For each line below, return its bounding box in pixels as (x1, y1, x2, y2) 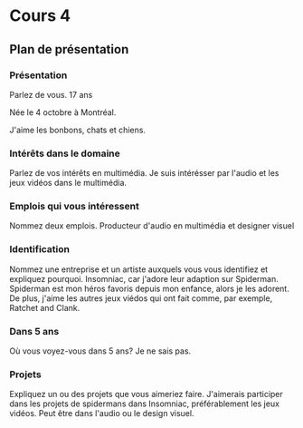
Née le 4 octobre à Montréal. (9, 106, 117, 118)
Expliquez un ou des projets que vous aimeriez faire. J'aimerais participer (9, 389, 283, 400)
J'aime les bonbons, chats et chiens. (9, 124, 147, 135)
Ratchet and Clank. (9, 302, 80, 313)
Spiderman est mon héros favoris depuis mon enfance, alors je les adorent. (9, 283, 289, 294)
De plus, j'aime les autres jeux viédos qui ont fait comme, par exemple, (9, 292, 273, 304)
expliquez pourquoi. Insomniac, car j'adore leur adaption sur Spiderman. (9, 273, 279, 284)
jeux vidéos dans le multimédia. (9, 178, 128, 189)
